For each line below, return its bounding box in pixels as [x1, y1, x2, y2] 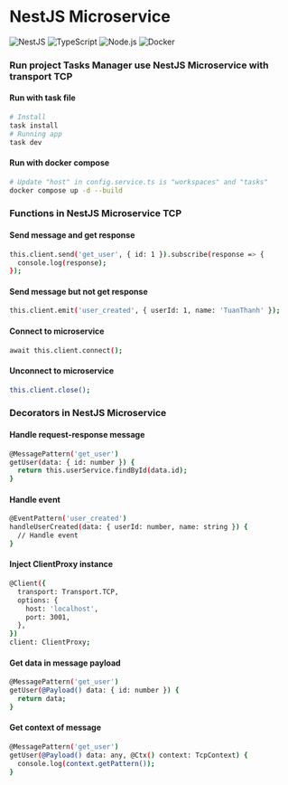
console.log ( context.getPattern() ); [17, 759, 155, 768]
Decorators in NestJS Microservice [9, 407, 167, 420]
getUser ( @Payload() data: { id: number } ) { [9, 686, 180, 695]
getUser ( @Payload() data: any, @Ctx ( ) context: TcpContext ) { [9, 751, 248, 760]
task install [9, 120, 59, 130]
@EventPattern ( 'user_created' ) [9, 514, 127, 524]
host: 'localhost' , [25, 604, 99, 613]
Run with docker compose [9, 157, 110, 168]
